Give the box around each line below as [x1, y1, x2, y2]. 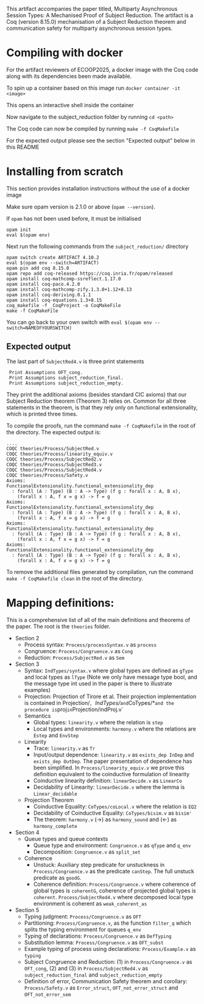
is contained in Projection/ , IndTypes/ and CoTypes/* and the [24, 699, 175, 706]
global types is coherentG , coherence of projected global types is [33, 886, 196, 894]
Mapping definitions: [6, 596, 114, 610]
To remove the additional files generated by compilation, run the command [6, 568, 194, 575]
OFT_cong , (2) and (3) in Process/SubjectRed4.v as [24, 964, 149, 972]
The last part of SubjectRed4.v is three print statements [6, 358, 144, 365]
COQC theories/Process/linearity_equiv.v [6, 451, 113, 457]
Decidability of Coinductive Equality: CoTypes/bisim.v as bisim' [33, 809, 192, 816]
